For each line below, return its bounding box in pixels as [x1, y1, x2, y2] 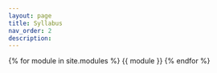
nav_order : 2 [8, 26, 52, 34]
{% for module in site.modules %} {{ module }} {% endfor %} [8, 56, 211, 66]
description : [8, 34, 52, 43]
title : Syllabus [8, 19, 63, 27]
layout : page [8, 11, 52, 20]
